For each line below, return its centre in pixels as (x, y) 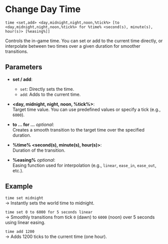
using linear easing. (25, 222)
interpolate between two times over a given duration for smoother (73, 46)
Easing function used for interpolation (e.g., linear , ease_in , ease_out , (84, 165)
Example (19, 187)
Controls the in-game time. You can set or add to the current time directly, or (84, 41)
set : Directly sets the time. (47, 89)
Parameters (24, 67)
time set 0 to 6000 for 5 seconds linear (49, 212)
